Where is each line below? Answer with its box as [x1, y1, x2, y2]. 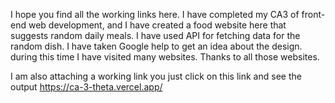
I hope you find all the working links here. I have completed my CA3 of [10, 9, 300, 20]
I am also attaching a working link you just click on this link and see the [10, 70, 302, 82]
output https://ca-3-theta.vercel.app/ [10, 81, 163, 93]
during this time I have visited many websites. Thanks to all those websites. [10, 51, 320, 63]
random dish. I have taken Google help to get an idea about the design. [10, 40, 303, 52]
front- [301, 9, 326, 20]
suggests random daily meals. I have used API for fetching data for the [10, 30, 301, 41]
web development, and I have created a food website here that [28, 19, 287, 31]
